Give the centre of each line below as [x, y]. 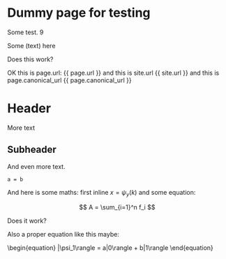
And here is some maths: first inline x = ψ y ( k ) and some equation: [101, 193]
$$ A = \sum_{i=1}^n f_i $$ [117, 207]
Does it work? [27, 221]
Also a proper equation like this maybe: [63, 235]
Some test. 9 [25, 32]
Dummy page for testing [79, 13]
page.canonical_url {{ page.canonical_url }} [69, 80]
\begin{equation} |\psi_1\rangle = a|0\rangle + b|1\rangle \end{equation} [111, 248]
